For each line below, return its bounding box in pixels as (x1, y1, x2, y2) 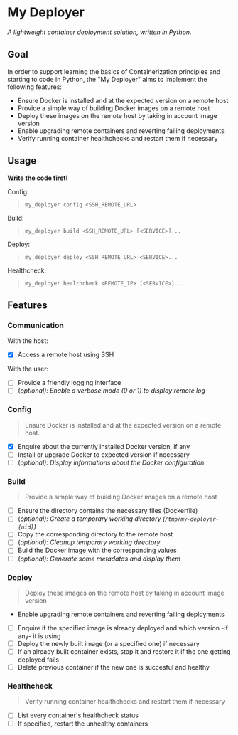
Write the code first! (7, 174, 68, 182)
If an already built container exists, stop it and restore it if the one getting (17, 647, 231, 656)
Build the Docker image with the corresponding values (17, 546, 177, 555)
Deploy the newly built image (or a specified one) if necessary (17, 639, 200, 647)
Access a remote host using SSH (17, 350, 114, 359)
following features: (7, 83, 63, 91)
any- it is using (17, 631, 61, 640)
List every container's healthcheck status (17, 711, 139, 719)
